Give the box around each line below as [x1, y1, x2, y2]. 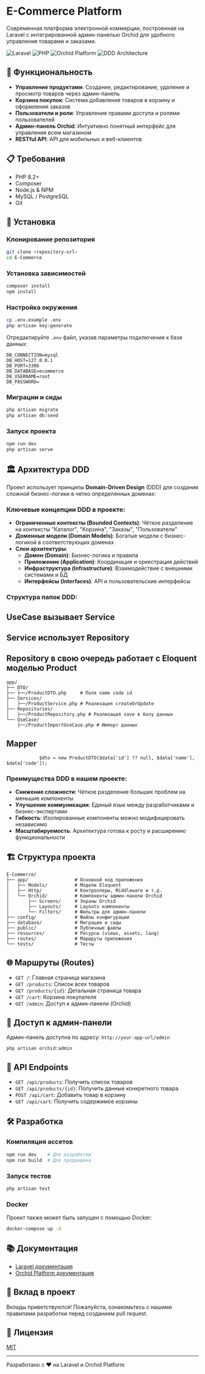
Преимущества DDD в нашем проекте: [6, 774, 128, 783]
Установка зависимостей [6, 269, 86, 278]
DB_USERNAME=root [6, 374, 51, 380]
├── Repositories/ [6, 706, 53, 712]
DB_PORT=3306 [6, 363, 40, 369]
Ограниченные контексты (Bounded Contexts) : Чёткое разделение [15, 519, 193, 526]
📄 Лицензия [6, 1327, 54, 1337]
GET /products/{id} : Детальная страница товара [15, 986, 142, 994]
